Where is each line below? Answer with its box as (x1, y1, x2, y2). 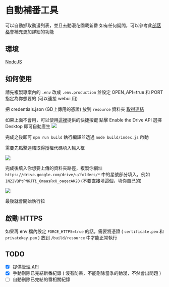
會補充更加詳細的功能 (10, 28, 54, 34)
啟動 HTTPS (5, 214, 43, 223)
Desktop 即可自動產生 (5, 123, 50, 129)
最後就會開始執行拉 (5, 198, 45, 204)
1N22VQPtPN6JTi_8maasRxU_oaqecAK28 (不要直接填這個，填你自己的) (5, 178, 142, 184)
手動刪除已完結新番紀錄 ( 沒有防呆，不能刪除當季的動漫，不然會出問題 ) (12, 270, 161, 276)
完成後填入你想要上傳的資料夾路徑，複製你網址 (5, 165, 102, 171)
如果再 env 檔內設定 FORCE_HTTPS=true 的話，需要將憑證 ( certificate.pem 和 (5, 228, 164, 234)
